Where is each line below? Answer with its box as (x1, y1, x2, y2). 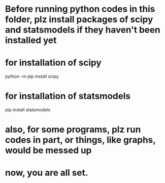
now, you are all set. (5, 167, 88, 179)
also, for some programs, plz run (5, 124, 141, 135)
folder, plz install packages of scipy (5, 14, 153, 25)
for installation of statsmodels (5, 91, 131, 102)
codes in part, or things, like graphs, (5, 134, 156, 146)
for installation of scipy (5, 57, 102, 68)
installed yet (5, 35, 57, 46)
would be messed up (5, 145, 92, 156)
